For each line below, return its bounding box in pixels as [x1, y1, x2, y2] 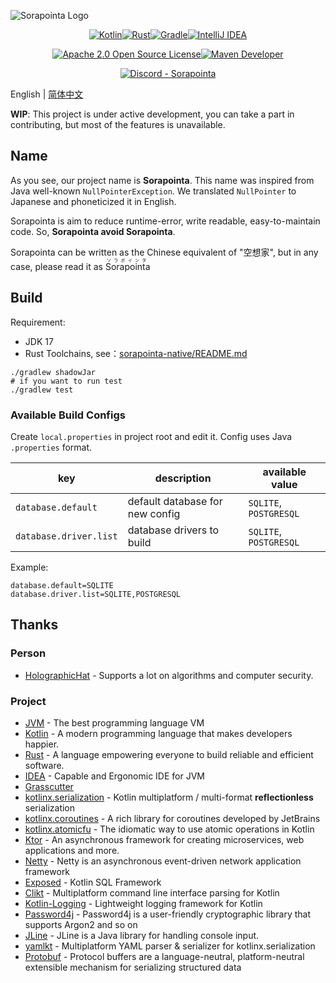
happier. [24, 738, 60, 750]
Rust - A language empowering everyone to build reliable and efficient [24, 748, 314, 760]
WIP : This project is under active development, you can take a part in [10, 108, 295, 120]
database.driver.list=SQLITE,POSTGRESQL [10, 589, 182, 599]
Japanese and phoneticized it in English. [10, 195, 177, 207]
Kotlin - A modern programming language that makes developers [24, 727, 293, 739]
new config [127, 506, 181, 520]
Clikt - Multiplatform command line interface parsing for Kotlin [24, 886, 280, 899]
